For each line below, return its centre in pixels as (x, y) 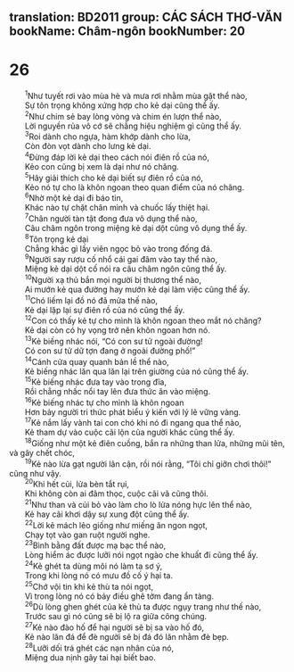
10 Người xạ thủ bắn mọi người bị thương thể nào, (114, 279)
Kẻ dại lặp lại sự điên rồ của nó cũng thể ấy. (105, 310)
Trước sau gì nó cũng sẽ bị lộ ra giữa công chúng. (116, 617)
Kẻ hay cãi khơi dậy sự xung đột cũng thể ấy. (107, 514)
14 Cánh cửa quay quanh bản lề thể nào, (97, 361)
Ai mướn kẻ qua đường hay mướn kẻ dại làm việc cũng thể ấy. (138, 289)
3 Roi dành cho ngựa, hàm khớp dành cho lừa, (108, 136)
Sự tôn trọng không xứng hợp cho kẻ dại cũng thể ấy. (122, 105)
